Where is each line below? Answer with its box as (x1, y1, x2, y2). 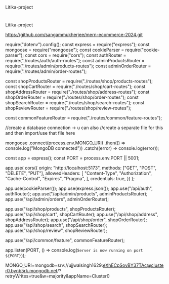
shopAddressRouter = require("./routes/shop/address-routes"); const (5, 89, 150, 95)
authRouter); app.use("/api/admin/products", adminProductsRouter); (5, 191, 148, 197)
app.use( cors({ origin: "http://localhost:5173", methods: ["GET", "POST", (5, 165, 157, 171)
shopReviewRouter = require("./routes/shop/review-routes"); (5, 105, 132, 111)
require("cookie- (125, 47, 160, 53)
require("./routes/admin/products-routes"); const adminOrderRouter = (5, 63, 151, 69)
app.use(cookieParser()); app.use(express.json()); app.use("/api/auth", (5, 185, 153, 191)
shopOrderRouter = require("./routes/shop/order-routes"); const (5, 94, 139, 100)
